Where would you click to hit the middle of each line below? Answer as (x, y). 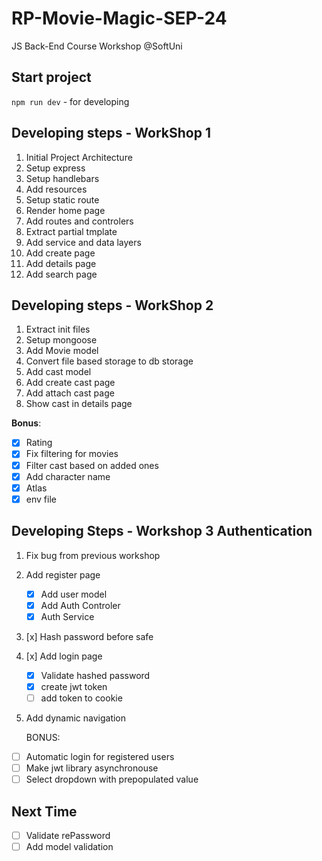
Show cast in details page (79, 404)
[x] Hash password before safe (89, 636)
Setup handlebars (62, 178)
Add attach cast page (70, 393)
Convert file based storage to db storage (109, 361)
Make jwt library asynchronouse (92, 768)
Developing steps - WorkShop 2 (112, 305)
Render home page (65, 210)
